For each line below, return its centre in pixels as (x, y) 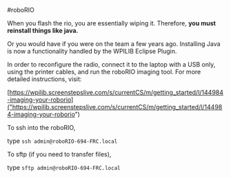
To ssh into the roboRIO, (41, 127)
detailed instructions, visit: (44, 79)
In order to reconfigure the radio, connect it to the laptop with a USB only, (111, 64)
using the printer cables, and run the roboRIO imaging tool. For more (104, 72)
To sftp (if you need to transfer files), (59, 154)
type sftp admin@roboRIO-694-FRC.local (64, 167)
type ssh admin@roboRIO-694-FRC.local (62, 141)
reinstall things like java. (43, 31)
